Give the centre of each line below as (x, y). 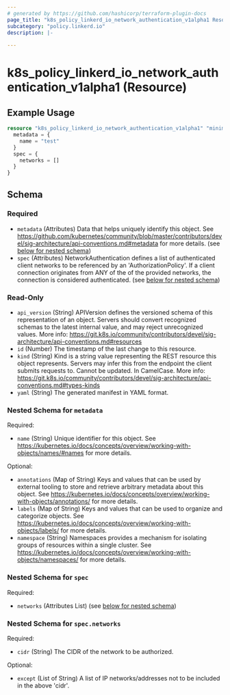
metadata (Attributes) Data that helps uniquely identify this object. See (115, 229)
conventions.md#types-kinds (59, 385)
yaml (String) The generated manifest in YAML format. (93, 393)
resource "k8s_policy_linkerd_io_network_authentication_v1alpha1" (105, 129)
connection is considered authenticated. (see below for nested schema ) (118, 280)
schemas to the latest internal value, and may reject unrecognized (110, 327)
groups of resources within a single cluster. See (84, 545)
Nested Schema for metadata (55, 411)
